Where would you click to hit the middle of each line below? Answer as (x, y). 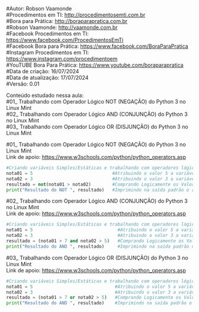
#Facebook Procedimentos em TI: (47, 34)
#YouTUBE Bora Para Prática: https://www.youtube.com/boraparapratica (95, 65)
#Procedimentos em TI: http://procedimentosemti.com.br (76, 15)
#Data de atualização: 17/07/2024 (47, 77)
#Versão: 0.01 (23, 84)
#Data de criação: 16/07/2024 (43, 71)
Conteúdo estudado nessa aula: (45, 95)
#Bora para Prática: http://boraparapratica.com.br (67, 21)
